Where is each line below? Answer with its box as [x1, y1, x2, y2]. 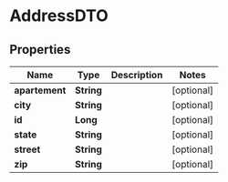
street [14, 143, 41, 156]
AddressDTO [9, 5, 109, 26]
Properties [9, 42, 71, 57]
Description [110, 69, 163, 81]
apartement [14, 84, 67, 96]
